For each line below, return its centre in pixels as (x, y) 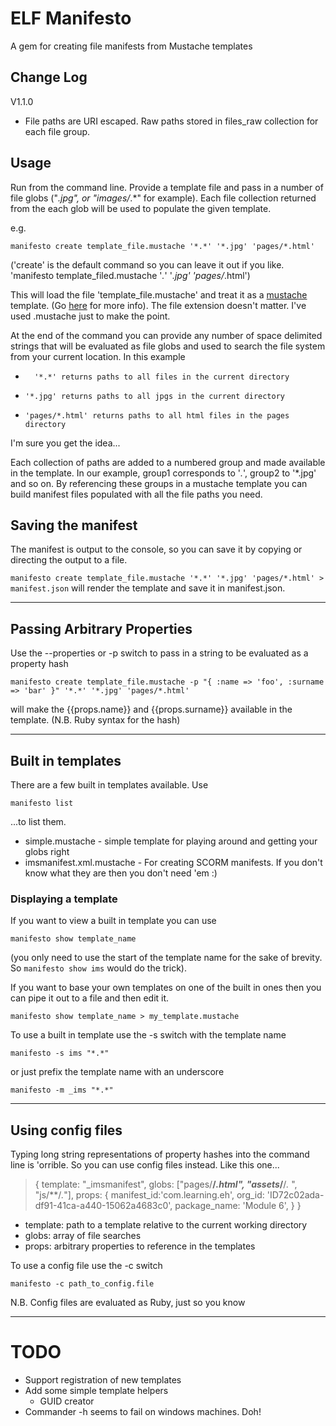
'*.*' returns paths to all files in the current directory (162, 377)
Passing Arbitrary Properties (101, 628)
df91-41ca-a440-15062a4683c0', (103, 1206)
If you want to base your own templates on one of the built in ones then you (166, 988)
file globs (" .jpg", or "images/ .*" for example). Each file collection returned (163, 198)
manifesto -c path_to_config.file (82, 1284)
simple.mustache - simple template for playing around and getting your (171, 841)
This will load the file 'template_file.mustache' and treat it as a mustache (159, 294)
